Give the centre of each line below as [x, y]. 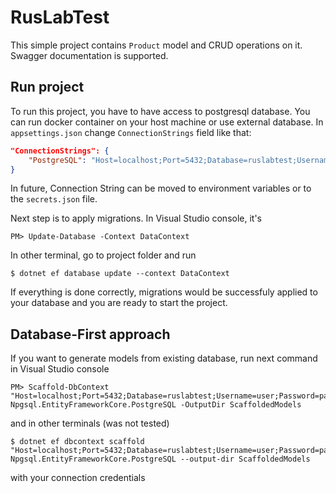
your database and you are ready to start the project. [119, 303]
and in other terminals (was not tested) [90, 423]
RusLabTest [60, 17]
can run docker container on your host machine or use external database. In [167, 122]
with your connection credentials [78, 478]
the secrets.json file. [54, 199]
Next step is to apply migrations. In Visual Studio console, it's [136, 218]
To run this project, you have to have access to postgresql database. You [160, 111]
